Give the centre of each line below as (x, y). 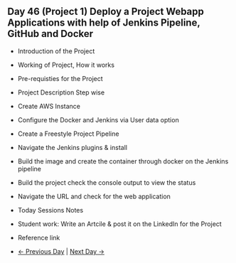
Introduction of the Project (56, 51)
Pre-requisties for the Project (60, 78)
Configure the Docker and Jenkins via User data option (98, 119)
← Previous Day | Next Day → (61, 251)
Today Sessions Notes (50, 210)
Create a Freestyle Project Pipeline (68, 134)
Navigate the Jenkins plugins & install (73, 147)
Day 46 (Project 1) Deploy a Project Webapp (106, 12)
